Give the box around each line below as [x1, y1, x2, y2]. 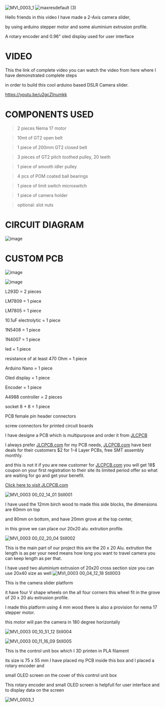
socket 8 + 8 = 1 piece [5, 403, 50, 409]
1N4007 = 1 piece [5, 336, 40, 342]
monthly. [5, 452, 23, 458]
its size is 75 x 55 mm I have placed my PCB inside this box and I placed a [5, 657, 155, 663]
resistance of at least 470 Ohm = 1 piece [5, 355, 87, 361]
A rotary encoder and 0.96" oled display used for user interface [5, 34, 134, 39]
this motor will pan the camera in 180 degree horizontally [5, 619, 121, 625]
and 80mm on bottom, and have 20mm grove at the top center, [5, 516, 133, 522]
